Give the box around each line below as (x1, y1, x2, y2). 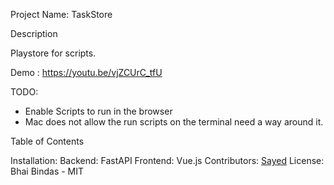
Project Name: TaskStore (10, 9, 113, 20)
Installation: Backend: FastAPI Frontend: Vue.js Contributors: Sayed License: (10, 155, 325, 166)
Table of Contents (10, 135, 85, 147)
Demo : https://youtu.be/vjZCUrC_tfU (10, 67, 163, 78)
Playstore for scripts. (10, 47, 97, 59)
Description (10, 28, 58, 39)
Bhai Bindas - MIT (10, 165, 85, 177)
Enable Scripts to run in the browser (24, 105, 173, 117)
